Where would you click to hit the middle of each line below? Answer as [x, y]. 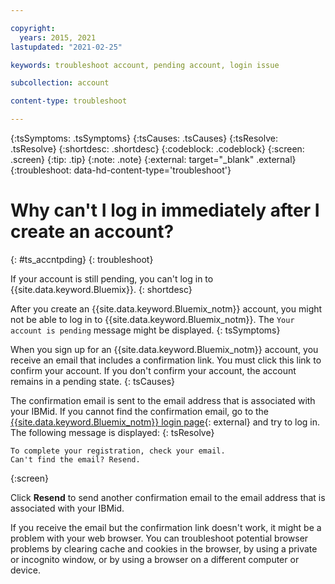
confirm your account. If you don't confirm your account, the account [153, 370]
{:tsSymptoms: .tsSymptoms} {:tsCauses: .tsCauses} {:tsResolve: [144, 138]
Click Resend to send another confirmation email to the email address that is [168, 497]
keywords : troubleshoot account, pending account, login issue [145, 65]
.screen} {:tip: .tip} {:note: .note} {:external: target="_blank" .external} [153, 159]
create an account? [92, 232]
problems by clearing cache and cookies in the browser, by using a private [164, 548]
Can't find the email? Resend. [75, 459]
